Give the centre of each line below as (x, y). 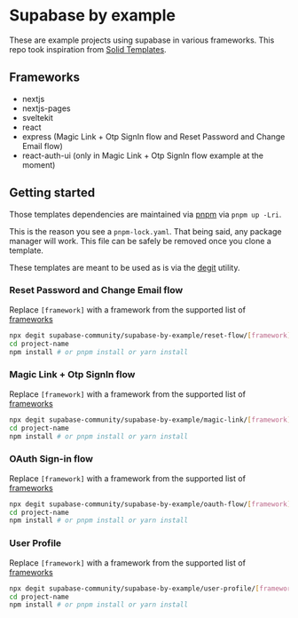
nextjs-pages (46, 108)
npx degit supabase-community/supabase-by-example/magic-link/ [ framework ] (150, 420)
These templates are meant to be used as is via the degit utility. (125, 267)
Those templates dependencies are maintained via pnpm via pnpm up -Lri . (145, 214)
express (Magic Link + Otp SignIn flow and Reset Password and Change (153, 136)
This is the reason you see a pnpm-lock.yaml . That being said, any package (145, 231)
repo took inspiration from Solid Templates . (88, 49)
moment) (39, 164)
